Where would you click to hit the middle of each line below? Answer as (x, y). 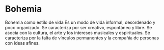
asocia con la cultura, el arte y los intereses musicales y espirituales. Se (78, 33)
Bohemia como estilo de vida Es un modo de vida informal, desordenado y (80, 22)
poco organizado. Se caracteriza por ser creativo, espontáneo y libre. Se (79, 27)
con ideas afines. (23, 43)
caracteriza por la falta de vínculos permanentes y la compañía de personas (82, 38)
